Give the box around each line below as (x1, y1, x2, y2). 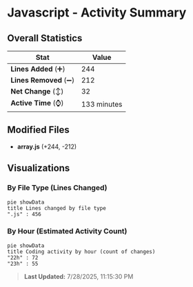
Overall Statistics (7, 32, 83, 44)
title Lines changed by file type (7, 204, 107, 211)
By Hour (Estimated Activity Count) (7, 226, 128, 236)
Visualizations (7, 162, 70, 174)
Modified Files (7, 124, 70, 136)
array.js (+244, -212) (17, 142, 77, 151)
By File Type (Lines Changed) (7, 183, 108, 193)
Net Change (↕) (10, 87, 64, 96)
